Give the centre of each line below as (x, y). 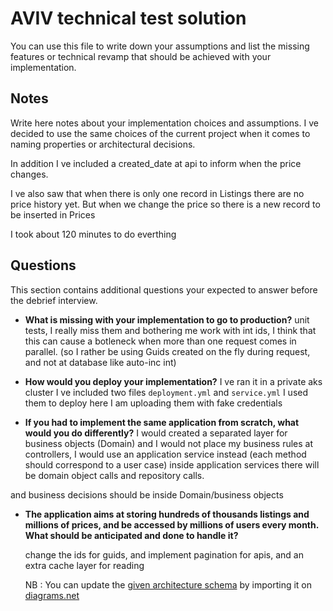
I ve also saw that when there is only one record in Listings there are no (157, 193)
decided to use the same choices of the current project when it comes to (160, 133)
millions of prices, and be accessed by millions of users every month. (171, 524)
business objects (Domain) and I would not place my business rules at (169, 443)
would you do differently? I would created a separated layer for (156, 433)
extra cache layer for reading (84, 565)
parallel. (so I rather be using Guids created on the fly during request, (167, 351)
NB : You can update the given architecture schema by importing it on (168, 584)
